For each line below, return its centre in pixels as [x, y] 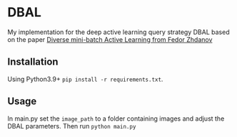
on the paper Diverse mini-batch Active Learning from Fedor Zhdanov [110, 39]
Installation [33, 62]
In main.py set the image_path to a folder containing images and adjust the [116, 119]
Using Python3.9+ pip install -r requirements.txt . [85, 79]
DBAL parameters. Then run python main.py [72, 126]
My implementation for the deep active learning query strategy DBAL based [118, 32]
